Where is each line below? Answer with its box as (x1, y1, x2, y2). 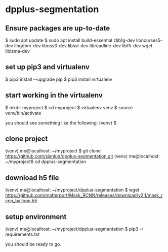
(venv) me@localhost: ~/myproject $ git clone (5, 148, 101, 154)
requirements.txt (5, 231, 40, 237)
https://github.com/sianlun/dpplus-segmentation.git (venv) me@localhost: (5, 153, 160, 160)
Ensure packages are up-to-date (5, 24, 110, 33)
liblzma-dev (5, 48, 30, 54)
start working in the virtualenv (5, 91, 103, 100)
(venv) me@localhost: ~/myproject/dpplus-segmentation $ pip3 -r (5, 226, 143, 232)
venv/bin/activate (5, 110, 41, 116)
